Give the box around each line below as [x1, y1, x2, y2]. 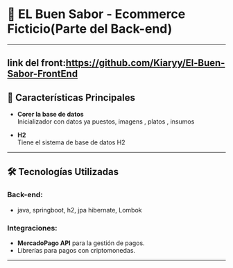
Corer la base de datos [17, 110, 85, 119]
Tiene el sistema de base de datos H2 [17, 138, 126, 146]
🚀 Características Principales [7, 92, 135, 103]
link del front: [7, 57, 67, 69]
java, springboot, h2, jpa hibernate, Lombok [17, 206, 142, 214]
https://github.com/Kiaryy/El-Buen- [65, 57, 225, 69]
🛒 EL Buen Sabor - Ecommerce [7, 6, 186, 22]
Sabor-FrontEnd [7, 68, 78, 80]
